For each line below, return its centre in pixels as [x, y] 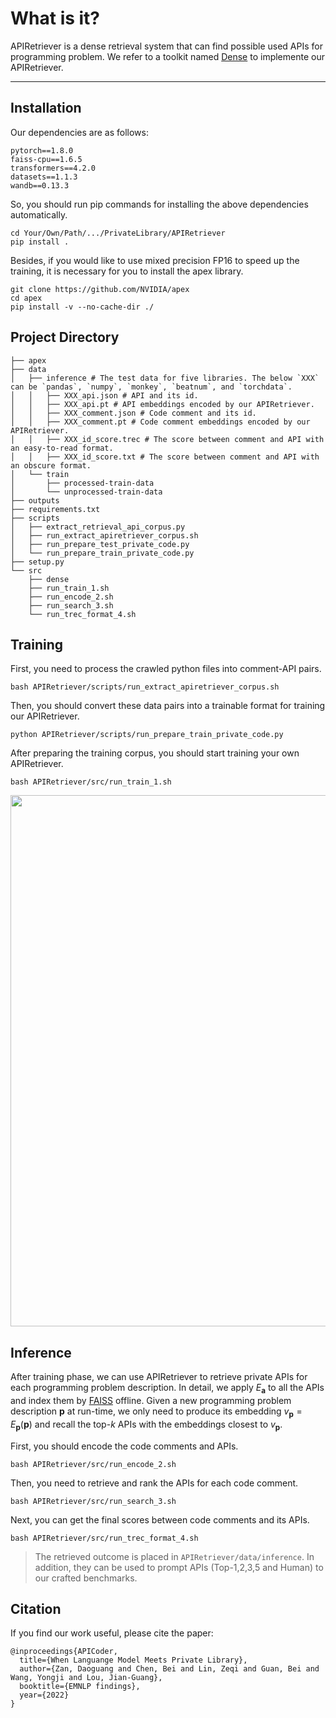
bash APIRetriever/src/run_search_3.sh [93, 1501]
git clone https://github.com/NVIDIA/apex [100, 289]
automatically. [39, 214]
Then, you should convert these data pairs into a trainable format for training [168, 706]
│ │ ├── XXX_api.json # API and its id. [104, 395]
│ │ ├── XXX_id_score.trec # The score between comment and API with [167, 439]
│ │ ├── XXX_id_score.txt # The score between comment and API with [165, 457]
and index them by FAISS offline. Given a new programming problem [151, 1400]
